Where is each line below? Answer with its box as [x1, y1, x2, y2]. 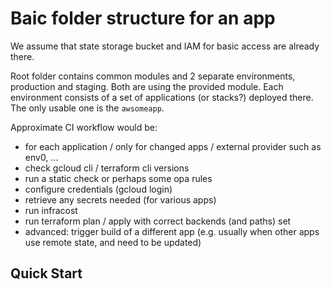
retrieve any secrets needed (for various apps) [24, 193, 217, 206]
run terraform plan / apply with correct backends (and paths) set [24, 215, 292, 227]
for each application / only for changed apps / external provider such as [24, 140, 322, 152]
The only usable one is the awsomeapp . [10, 102, 165, 114]
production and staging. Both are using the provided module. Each [10, 80, 284, 92]
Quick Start [10, 265, 83, 282]
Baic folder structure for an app [10, 7, 276, 30]
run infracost [24, 204, 78, 216]
